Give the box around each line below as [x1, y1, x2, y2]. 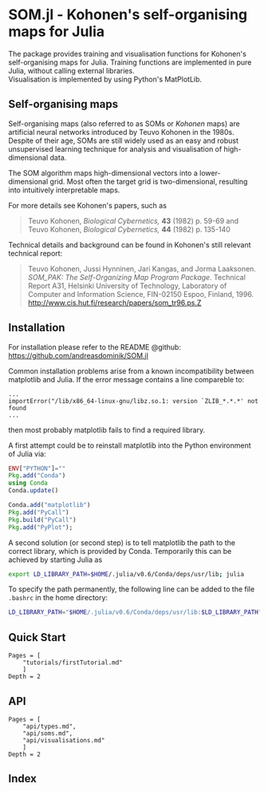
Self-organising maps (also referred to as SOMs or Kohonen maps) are [8, 118, 241, 129]
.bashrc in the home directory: [8, 593, 108, 603]
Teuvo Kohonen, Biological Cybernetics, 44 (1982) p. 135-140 [27, 224, 231, 234]
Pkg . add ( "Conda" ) [8, 472, 66, 480]
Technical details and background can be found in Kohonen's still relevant [8, 239, 251, 249]
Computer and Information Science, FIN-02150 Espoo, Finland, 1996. [27, 289, 254, 299]
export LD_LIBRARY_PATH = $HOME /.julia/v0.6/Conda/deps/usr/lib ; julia [8, 570, 245, 578]
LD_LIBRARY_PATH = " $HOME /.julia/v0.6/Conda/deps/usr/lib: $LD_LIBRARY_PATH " [8, 608, 262, 616]
